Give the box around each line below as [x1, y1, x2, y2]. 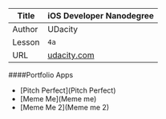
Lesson [12, 37, 40, 47]
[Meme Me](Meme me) [19, 94, 97, 103]
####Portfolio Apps [8, 70, 74, 79]
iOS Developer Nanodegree [47, 10, 155, 21]
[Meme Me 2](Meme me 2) [19, 103, 110, 112]
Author [12, 24, 38, 34]
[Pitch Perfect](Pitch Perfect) [19, 85, 116, 95]
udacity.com [47, 50, 95, 61]
